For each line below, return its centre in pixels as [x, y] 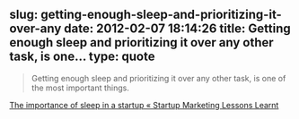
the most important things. [80, 88]
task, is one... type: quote [82, 57]
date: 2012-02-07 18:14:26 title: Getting [178, 29]
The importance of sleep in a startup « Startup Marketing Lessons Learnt [144, 105]
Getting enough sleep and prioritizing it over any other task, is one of [158, 78]
